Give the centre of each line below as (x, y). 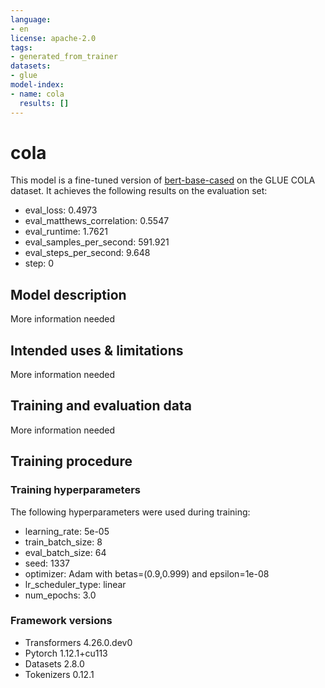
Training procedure (71, 461)
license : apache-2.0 (53, 38)
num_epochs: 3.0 (60, 595)
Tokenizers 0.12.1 (59, 674)
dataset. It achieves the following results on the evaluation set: (139, 191)
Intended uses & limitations (97, 350)
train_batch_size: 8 (63, 542)
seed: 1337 (47, 563)
